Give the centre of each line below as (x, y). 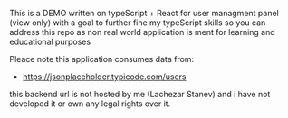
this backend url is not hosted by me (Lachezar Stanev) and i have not (140, 94)
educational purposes (50, 41)
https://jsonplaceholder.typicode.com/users (105, 77)
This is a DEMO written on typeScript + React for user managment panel (144, 13)
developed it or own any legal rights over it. (90, 104)
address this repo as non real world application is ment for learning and (143, 32)
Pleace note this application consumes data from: (102, 59)
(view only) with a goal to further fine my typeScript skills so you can (138, 23)
